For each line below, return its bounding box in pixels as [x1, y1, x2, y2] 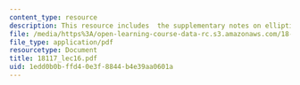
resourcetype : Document [9, 46, 98, 55]
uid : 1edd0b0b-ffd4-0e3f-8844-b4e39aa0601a [9, 63, 174, 72]
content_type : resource [9, 12, 98, 22]
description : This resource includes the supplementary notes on [9, 21, 262, 30]
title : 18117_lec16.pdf [9, 54, 98, 63]
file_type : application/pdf [9, 37, 114, 47]
